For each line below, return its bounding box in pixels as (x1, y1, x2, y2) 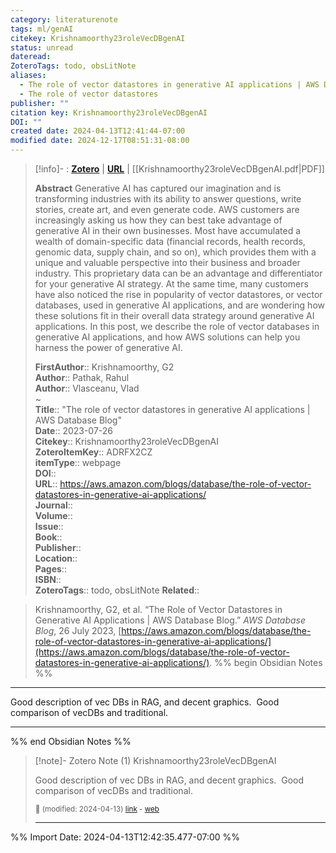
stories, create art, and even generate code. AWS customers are (34, 204, 300, 215)
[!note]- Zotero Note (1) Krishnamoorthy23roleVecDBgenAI (34, 755, 277, 766)
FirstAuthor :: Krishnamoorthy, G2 (34, 361, 175, 373)
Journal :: (34, 499, 73, 511)
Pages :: (34, 563, 67, 575)
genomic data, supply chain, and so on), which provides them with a (34, 246, 317, 258)
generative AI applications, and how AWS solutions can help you (34, 331, 301, 343)
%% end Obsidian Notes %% (10, 736, 132, 747)
